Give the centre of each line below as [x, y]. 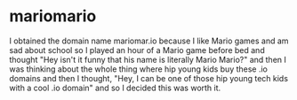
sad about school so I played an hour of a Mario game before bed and [137, 50]
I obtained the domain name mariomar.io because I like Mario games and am [149, 41]
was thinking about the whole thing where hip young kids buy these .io [139, 69]
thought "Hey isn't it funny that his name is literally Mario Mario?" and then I [148, 59]
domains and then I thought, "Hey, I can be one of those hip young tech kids [149, 78]
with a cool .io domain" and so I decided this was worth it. [115, 88]
